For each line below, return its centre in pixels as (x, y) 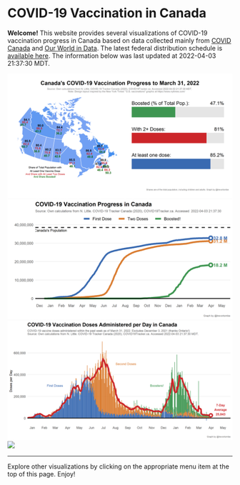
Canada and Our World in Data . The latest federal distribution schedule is (115, 48)
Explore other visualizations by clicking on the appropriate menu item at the (119, 466)
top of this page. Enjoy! (41, 474)
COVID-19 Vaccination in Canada (107, 13)
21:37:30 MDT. (29, 63)
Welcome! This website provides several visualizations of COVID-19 (107, 33)
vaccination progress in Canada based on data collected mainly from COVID (119, 40)
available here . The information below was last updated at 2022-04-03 (112, 56)
